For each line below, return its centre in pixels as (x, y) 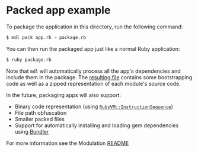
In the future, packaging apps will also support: (64, 95)
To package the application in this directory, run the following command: (95, 27)
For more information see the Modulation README (68, 143)
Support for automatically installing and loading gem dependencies (97, 125)
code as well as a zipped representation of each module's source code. (93, 83)
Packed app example (58, 10)
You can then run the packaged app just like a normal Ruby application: (93, 48)
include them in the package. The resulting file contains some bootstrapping (99, 77)
